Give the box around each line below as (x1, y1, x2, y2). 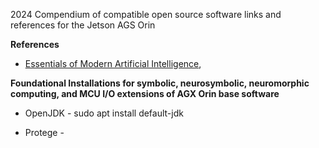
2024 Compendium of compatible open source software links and (10, 9, 282, 20)
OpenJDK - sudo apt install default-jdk (24, 107, 184, 119)
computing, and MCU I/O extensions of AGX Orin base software (10, 88, 280, 99)
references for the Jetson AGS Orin (10, 19, 156, 31)
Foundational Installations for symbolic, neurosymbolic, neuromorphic (10, 77, 310, 89)
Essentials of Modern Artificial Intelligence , (24, 58, 202, 69)
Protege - (24, 127, 65, 138)
